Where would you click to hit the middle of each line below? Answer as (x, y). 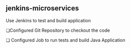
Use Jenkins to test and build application (48, 20)
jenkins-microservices (42, 8)
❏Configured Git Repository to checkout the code (58, 30)
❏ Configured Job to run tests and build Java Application (66, 40)
